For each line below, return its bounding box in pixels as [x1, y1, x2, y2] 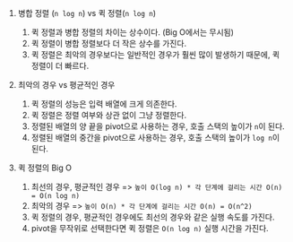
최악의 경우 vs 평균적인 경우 [17, 80, 116, 90]
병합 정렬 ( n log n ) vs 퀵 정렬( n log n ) [17, 8, 157, 18]
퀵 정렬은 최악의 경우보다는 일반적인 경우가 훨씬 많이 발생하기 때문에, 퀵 [30, 49, 280, 60]
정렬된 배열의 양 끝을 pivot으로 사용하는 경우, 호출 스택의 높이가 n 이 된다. [30, 121, 285, 132]
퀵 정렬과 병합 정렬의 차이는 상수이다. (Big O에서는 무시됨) [30, 27, 235, 38]
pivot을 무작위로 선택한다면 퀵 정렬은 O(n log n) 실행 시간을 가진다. [30, 223, 269, 233]
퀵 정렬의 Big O [17, 162, 72, 173]
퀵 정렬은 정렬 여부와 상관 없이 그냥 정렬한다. [30, 110, 186, 120]
